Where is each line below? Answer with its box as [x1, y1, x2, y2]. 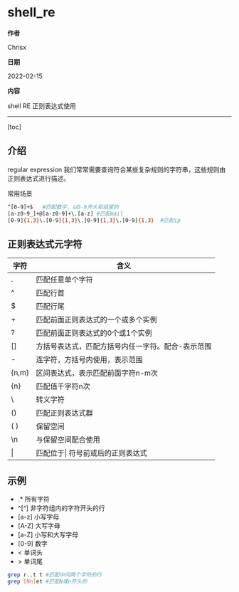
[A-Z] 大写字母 [17, 522, 60, 530]
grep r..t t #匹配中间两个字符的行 [7, 571, 102, 578]
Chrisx [7, 43, 27, 51]
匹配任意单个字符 [36, 275, 94, 285]
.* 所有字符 [17, 495, 50, 503]
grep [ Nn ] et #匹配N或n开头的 [7, 578, 87, 585]
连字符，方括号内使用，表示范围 [36, 355, 144, 365]
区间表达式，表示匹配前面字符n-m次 [36, 368, 159, 378]
